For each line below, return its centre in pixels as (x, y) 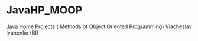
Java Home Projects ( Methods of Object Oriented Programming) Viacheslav (99, 26)
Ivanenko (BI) (22, 32)
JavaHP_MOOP (44, 10)
